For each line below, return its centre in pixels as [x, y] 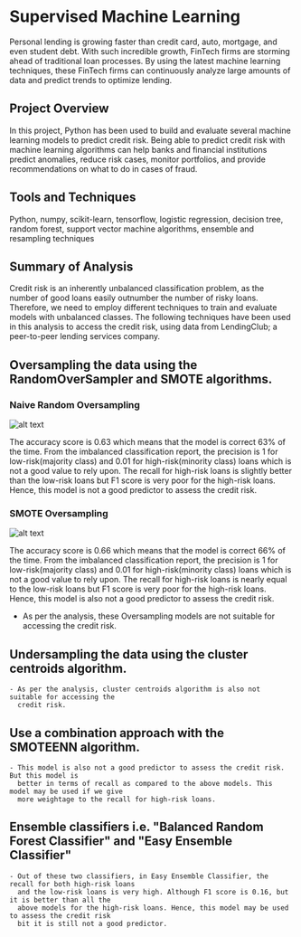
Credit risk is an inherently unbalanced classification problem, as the [137, 289]
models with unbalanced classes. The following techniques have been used [150, 317]
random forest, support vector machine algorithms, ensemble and [132, 229]
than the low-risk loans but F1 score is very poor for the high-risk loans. [142, 480]
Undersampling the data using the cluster [129, 654]
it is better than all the [60, 900]
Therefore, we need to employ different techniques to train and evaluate [143, 308]
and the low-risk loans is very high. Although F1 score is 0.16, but [153, 892]
